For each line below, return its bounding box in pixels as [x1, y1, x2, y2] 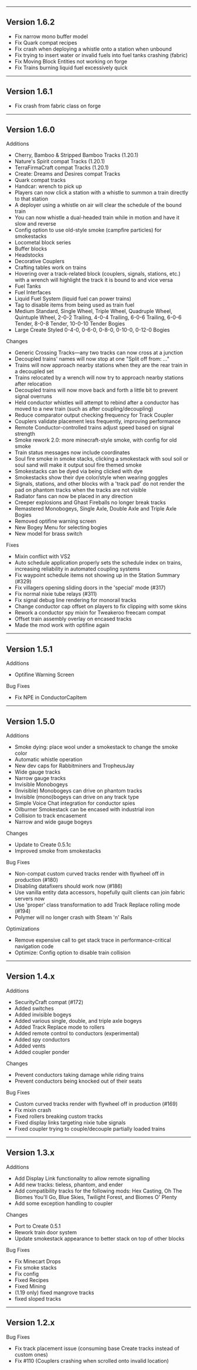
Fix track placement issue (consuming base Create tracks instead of [14, 1345, 180, 1352]
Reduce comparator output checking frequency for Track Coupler [14, 412, 174, 419]
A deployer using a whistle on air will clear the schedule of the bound [14, 202, 182, 209]
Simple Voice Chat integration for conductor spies [14, 800, 135, 807]
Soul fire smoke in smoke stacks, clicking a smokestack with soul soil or [14, 455, 189, 462]
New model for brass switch [14, 530, 83, 538]
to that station [14, 195, 49, 203]
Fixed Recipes [14, 1276, 49, 1284]
